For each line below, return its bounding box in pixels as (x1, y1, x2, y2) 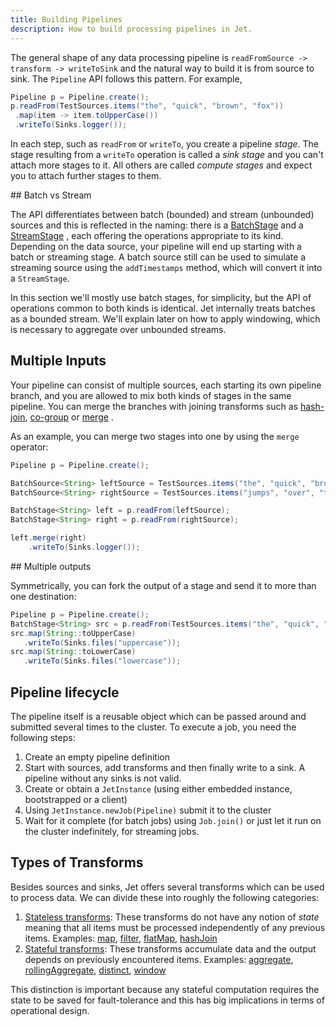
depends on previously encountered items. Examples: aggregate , (24, 953, 294, 965)
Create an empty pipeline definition (24, 751, 170, 763)
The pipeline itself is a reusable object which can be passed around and (10, 711, 307, 722)
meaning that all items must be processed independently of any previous (24, 921, 326, 933)
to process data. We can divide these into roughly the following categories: (10, 891, 320, 903)
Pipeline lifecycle (10, 684, 120, 701)
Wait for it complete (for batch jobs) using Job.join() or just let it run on (24, 815, 322, 826)
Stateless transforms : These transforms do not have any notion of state (24, 911, 320, 923)
